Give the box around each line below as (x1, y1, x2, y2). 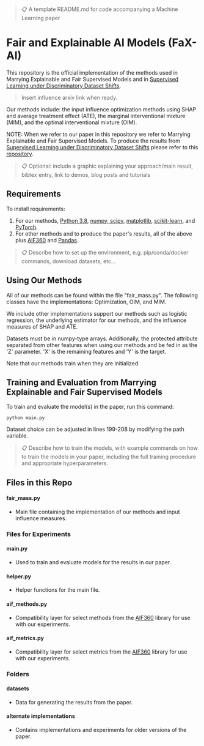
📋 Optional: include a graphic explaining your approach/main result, (21, 162, 194, 170)
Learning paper (21, 15, 60, 21)
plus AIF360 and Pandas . (15, 236, 79, 244)
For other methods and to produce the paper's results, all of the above (15, 229, 192, 237)
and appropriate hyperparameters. (21, 460, 109, 467)
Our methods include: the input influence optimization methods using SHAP (6, 105, 197, 113)
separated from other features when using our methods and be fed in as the (6, 341, 198, 348)
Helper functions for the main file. (15, 586, 100, 594)
